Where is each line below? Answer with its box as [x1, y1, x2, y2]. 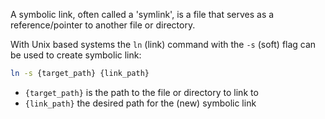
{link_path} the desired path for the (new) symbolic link [24, 97, 257, 109]
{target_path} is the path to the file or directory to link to [24, 86, 259, 98]
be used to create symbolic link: [10, 49, 142, 61]
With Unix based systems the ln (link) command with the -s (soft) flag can [10, 39, 317, 50]
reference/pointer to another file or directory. [10, 19, 196, 31]
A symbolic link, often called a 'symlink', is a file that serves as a [10, 9, 275, 20]
